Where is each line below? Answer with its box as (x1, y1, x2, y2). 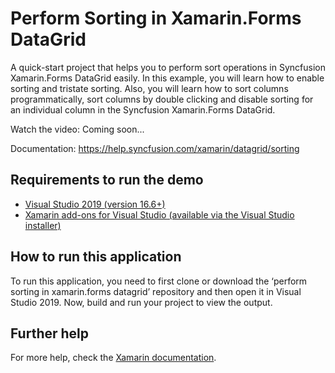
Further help (10, 325, 90, 342)
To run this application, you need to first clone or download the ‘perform (10, 275, 308, 287)
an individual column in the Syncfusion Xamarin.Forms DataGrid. (10, 103, 276, 116)
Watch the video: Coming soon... (10, 123, 145, 135)
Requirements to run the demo (10, 172, 204, 189)
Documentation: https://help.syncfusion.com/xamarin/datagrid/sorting (10, 142, 300, 154)
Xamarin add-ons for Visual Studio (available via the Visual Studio (24, 208, 295, 221)
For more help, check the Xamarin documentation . (10, 352, 217, 364)
